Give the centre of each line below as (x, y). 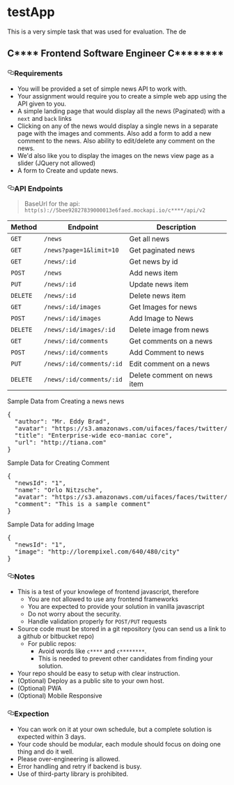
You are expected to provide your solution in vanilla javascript (116, 607)
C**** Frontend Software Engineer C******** (116, 53)
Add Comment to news (166, 352)
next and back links (44, 118)
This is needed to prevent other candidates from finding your (125, 658)
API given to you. (42, 103)
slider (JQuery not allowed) (56, 163)
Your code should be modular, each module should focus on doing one (119, 744)
